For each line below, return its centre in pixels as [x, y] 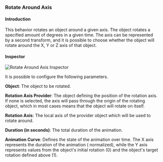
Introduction [18, 19]
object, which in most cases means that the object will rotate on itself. [75, 106]
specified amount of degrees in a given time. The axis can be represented [79, 35]
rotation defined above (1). [31, 155]
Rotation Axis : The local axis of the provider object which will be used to [78, 116]
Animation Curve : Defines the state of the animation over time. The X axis [80, 140]
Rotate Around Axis [28, 7]
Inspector [15, 56]
